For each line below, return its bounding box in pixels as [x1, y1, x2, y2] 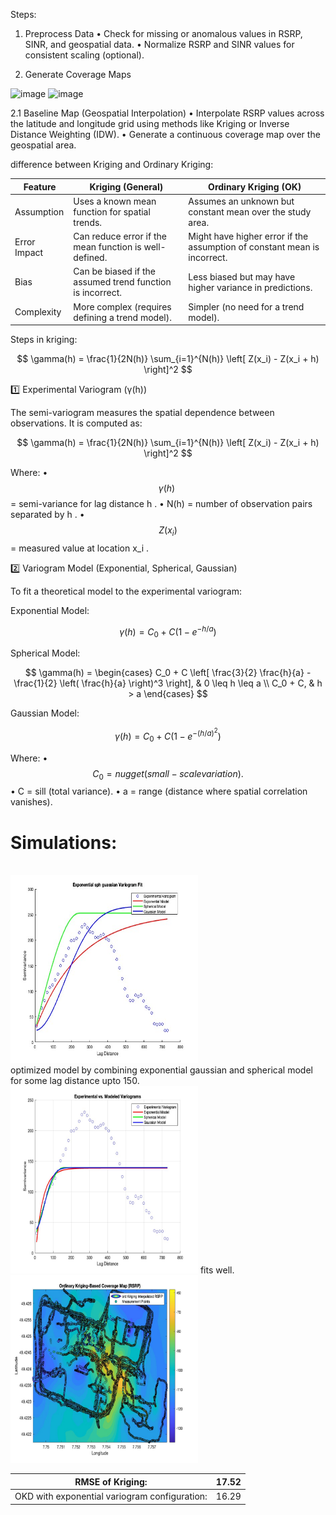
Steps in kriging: [10, 334, 78, 345]
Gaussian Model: [10, 707, 80, 719]
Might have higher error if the [188, 230, 309, 242]
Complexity [14, 306, 62, 318]
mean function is [73, 241, 142, 253]
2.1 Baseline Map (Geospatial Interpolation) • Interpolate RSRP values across [10, 107, 325, 119]
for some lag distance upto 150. [10, 1075, 140, 1087]
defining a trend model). [73, 311, 172, 323]
